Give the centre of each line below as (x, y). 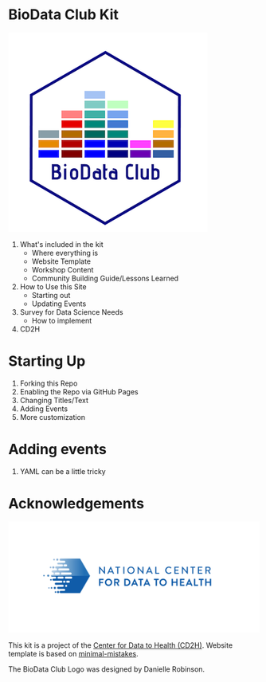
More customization (53, 417)
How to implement (62, 320)
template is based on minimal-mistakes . (73, 654)
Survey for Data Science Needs (71, 312)
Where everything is (65, 253)
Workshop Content (63, 269)
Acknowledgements (76, 504)
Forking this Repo (49, 383)
